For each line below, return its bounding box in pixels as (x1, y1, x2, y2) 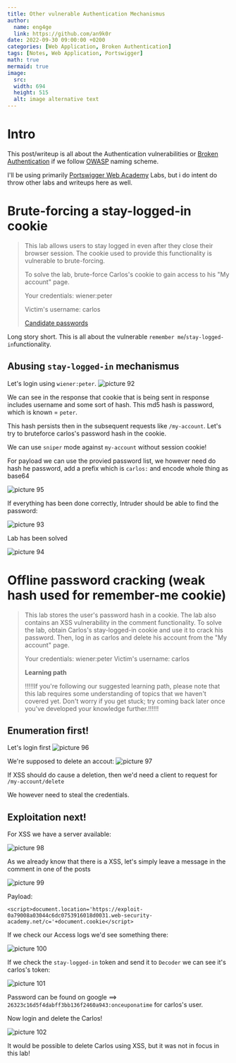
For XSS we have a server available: (7, 830, 111, 838)
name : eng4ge (13, 23, 52, 30)
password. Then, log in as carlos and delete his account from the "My (24, 633, 228, 642)
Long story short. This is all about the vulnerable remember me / (7, 332, 187, 341)
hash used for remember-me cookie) (7, 587, 227, 603)
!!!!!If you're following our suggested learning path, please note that (24, 681, 221, 690)
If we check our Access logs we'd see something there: (7, 931, 169, 939)
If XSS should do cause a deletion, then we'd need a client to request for (7, 771, 218, 780)
